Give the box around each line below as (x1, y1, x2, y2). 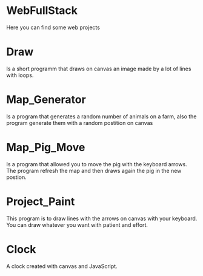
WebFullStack (6, 4, 78, 18)
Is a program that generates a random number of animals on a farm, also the (6, 113, 197, 120)
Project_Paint (6, 195, 75, 208)
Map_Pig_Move (6, 141, 85, 154)
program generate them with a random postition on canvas (6, 119, 153, 126)
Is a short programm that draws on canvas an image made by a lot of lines (6, 65, 191, 72)
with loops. (6, 71, 34, 79)
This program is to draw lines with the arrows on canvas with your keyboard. (6, 215, 198, 222)
